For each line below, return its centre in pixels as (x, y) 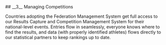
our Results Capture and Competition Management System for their (75, 22)
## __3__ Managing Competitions (39, 7)
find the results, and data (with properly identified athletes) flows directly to (83, 32)
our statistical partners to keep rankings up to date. (58, 37)
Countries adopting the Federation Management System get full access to (81, 16)
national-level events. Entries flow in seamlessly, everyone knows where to (82, 27)
